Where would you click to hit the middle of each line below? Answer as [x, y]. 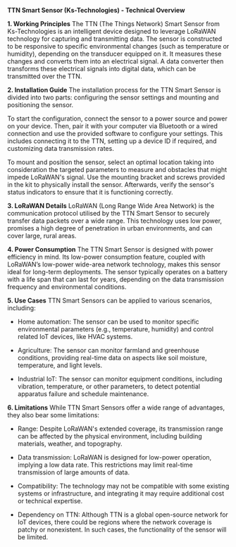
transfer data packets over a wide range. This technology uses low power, [115, 221]
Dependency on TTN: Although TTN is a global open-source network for [123, 515]
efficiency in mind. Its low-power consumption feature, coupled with [106, 257]
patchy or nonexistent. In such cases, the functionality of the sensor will [122, 529]
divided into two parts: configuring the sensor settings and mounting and [113, 97]
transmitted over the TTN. [45, 76]
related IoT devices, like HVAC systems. [75, 337]
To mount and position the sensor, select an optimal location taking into [111, 162]
